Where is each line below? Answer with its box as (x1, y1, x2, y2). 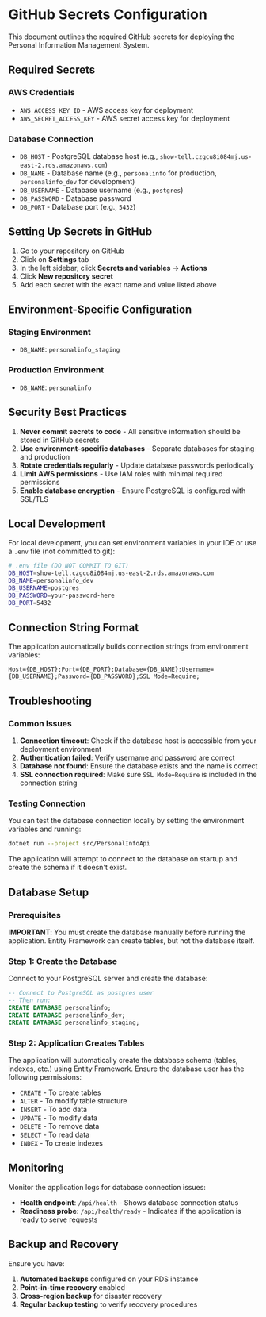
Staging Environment (8, 327, 91, 338)
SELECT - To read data (19, 1130, 89, 1139)
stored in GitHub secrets (19, 435, 100, 445)
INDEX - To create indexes (19, 1138, 103, 1148)
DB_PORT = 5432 (8, 599, 51, 607)
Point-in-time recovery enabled (19, 1282, 125, 1292)
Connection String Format (8, 621, 139, 634)
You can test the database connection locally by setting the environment (8, 816, 245, 826)
